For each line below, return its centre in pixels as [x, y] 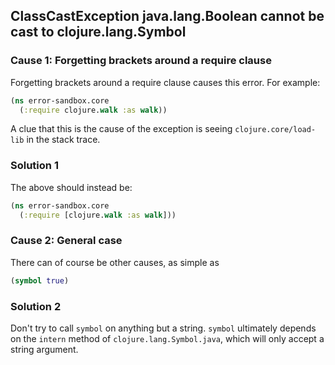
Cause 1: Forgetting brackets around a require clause [141, 61]
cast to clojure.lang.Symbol [98, 32]
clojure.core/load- [275, 130]
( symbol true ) [40, 280]
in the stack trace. [63, 140]
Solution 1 [34, 166]
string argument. [44, 349]
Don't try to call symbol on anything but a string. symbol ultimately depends [163, 328]
